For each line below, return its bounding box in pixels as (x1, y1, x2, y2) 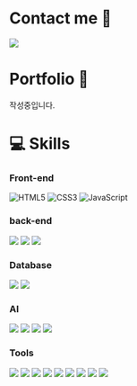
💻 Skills (9, 134, 71, 154)
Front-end (9, 171, 55, 184)
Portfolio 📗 (9, 69, 90, 89)
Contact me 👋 (9, 8, 112, 29)
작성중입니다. (9, 99, 56, 111)
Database (9, 258, 52, 271)
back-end (9, 215, 53, 228)
